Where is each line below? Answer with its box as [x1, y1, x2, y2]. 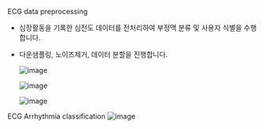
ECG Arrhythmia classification [7, 112, 106, 121]
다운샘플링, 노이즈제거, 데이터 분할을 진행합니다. [18, 50, 169, 59]
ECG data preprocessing [7, 7, 88, 16]
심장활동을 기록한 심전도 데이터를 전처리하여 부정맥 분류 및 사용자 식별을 [18, 23, 243, 32]
